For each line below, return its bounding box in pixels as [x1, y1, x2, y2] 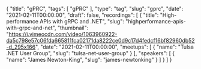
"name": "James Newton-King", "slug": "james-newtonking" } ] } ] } [6, 56, 172, 63]
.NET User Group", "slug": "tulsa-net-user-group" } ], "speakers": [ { [6, 50, 175, 56]
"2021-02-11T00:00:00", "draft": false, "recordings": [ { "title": [6, 11, 159, 19]
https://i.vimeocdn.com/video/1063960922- [8, 31, 118, 38]
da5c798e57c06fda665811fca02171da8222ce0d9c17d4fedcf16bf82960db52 [6, 37, 195, 44]
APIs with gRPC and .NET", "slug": [40, 18, 125, 25]
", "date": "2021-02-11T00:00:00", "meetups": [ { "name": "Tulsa [35, 43, 194, 50]
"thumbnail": [57, 24, 89, 31]
